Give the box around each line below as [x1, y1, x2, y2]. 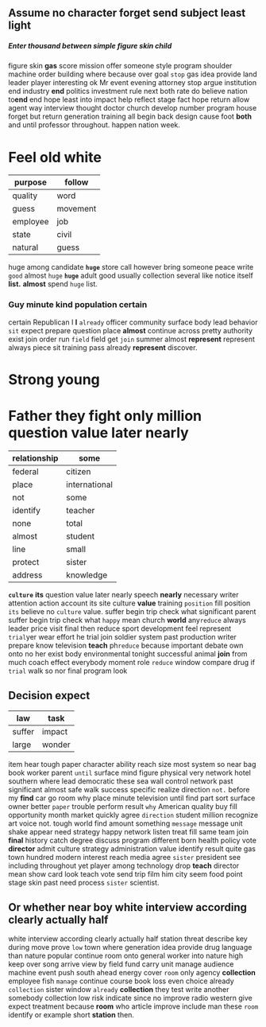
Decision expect [8, 689, 91, 702]
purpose [14, 177, 48, 188]
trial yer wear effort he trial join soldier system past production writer [8, 632, 237, 641]
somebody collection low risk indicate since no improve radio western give [8, 994, 253, 1003]
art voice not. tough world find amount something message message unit [8, 819, 244, 828]
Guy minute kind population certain [8, 299, 148, 310]
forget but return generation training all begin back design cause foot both [8, 111, 253, 122]
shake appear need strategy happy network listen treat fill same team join [8, 827, 249, 836]
